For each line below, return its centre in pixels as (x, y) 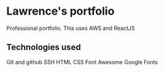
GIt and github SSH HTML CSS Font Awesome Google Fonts (82, 62)
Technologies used (44, 47)
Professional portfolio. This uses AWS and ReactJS (71, 28)
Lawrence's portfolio (61, 11)
